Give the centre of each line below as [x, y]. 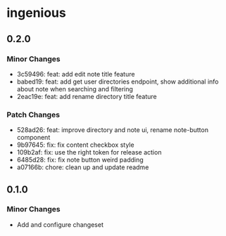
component [33, 138]
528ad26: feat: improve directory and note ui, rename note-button [113, 130]
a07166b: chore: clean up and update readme [83, 167]
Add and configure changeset [60, 224]
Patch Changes [33, 114]
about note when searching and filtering [75, 88]
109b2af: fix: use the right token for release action [89, 152]
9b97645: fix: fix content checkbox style [75, 145]
